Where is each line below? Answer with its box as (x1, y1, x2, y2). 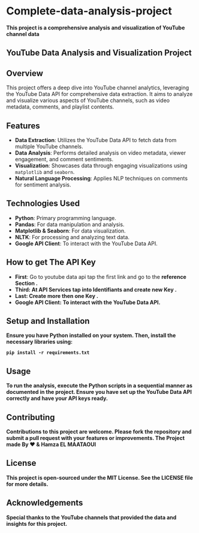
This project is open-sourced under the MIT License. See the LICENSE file (6, 474, 193, 481)
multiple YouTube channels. (14, 143, 83, 150)
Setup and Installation (6, 316, 90, 326)
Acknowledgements (6, 498, 83, 508)
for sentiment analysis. (14, 181, 71, 188)
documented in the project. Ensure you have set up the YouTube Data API (6, 389, 192, 396)
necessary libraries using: (6, 338, 73, 345)
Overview (6, 68, 44, 79)
